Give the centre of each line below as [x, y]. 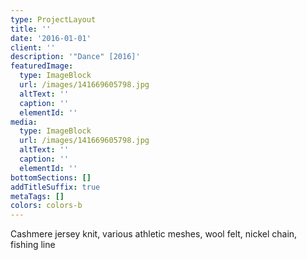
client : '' [33, 47]
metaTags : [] [37, 196]
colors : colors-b [46, 206]
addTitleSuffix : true [55, 187]
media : [24, 122]
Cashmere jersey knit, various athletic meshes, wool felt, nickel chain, [154, 234]
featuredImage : [42, 66]
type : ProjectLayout [53, 19]
